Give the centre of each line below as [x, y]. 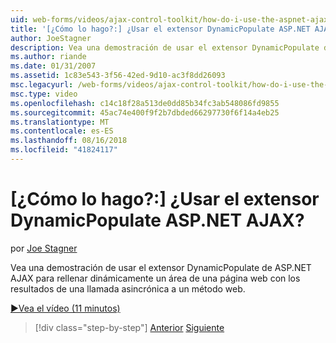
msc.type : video [44, 94]
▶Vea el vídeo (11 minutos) [65, 308]
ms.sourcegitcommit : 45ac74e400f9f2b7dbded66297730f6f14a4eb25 [145, 112]
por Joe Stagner [44, 248]
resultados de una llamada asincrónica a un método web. [128, 288]
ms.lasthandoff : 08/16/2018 [69, 141]
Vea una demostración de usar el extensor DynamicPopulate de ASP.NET [161, 267]
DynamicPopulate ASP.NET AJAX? [157, 220]
